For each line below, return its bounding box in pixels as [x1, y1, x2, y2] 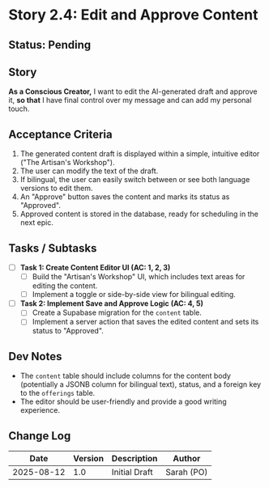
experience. [19, 405, 61, 415]
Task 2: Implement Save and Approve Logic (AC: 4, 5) [19, 299, 204, 308]
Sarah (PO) [165, 467, 208, 478]
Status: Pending [8, 38, 92, 52]
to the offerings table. [19, 388, 96, 398]
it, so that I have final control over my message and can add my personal [8, 95, 252, 105]
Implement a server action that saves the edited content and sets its [32, 317, 259, 327]
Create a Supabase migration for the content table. [32, 308, 203, 317]
